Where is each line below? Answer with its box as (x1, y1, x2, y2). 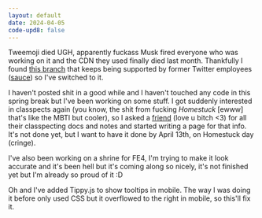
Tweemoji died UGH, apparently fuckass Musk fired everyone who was (8, 48, 238, 57)
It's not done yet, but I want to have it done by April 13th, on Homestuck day (8, 130, 254, 139)
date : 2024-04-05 (8, 19, 65, 27)
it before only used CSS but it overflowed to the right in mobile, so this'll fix (8, 194, 251, 203)
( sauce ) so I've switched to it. (8, 72, 104, 83)
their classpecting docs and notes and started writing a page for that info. (8, 121, 247, 131)
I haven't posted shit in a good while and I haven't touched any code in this (8, 88, 251, 98)
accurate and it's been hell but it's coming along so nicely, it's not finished (8, 162, 249, 172)
